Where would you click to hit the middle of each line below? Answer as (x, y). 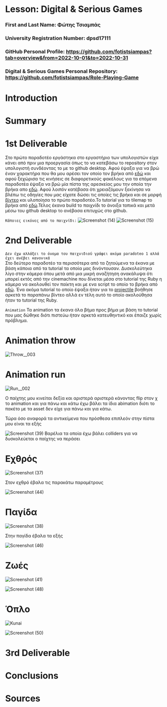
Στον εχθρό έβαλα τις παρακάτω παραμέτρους (54, 482)
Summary (26, 121)
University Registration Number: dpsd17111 (58, 38)
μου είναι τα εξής (23, 424)
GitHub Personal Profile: (35, 51)
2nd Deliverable (39, 240)
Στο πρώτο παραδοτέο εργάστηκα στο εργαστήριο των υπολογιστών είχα (82, 158)
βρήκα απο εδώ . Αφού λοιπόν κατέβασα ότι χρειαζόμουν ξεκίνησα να (78, 189)
